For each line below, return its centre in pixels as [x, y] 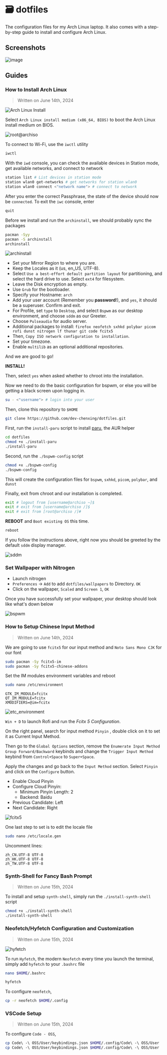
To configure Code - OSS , [31, 1034]
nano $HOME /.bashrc [25, 973]
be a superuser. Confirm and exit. [47, 305]
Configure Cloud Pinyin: [37, 787]
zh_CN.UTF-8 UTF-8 [24, 855]
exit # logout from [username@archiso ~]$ [50, 502]
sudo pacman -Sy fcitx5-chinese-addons [47, 666]
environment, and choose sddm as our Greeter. [60, 316]
